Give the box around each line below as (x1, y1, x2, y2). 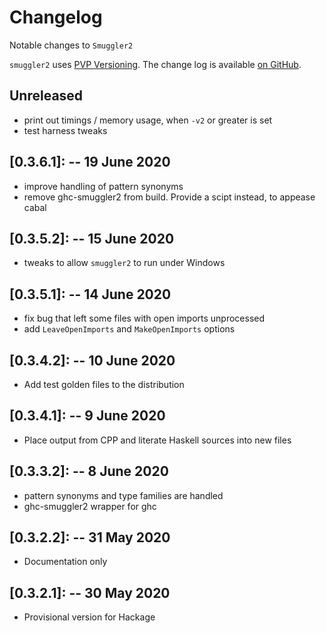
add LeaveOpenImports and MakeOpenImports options (23, 323, 236, 335)
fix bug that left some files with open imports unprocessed (23, 312, 266, 325)
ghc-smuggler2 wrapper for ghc (23, 500, 157, 512)
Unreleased (9, 87, 84, 105)
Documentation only (23, 556, 108, 568)
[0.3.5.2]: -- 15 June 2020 (9, 230, 175, 247)
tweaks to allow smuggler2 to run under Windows (23, 257, 226, 269)
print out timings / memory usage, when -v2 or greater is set (23, 114, 273, 126)
